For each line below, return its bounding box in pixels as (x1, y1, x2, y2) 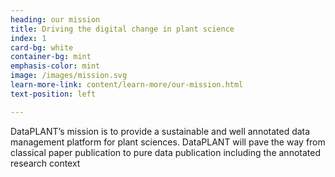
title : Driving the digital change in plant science (10, 24, 235, 34)
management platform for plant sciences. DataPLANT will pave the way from (10, 136, 326, 148)
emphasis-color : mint (10, 61, 101, 71)
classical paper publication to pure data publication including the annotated (10, 146, 321, 158)
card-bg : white (10, 42, 74, 53)
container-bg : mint (10, 52, 92, 62)
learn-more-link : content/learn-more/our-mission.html (10, 80, 244, 90)
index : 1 (10, 33, 47, 43)
